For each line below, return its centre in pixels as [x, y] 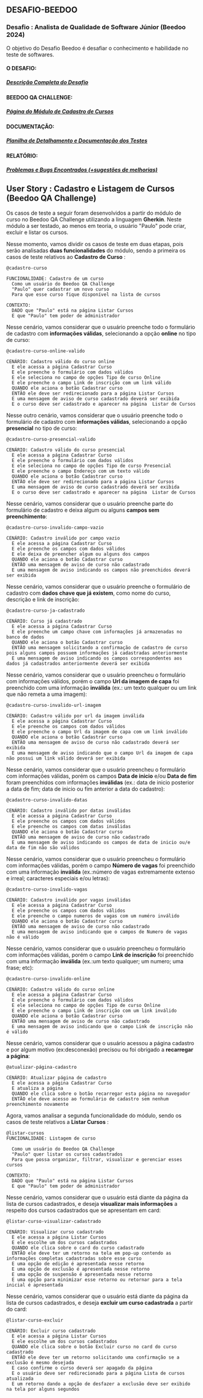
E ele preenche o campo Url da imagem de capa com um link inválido [100, 732]
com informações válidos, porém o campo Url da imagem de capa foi [93, 681]
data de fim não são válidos [43, 848]
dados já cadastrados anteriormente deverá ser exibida [78, 663]
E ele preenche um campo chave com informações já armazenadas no [97, 632]
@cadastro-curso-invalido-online [48, 978]
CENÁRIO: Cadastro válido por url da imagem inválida [76, 716]
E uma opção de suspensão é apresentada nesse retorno [82, 1274]
